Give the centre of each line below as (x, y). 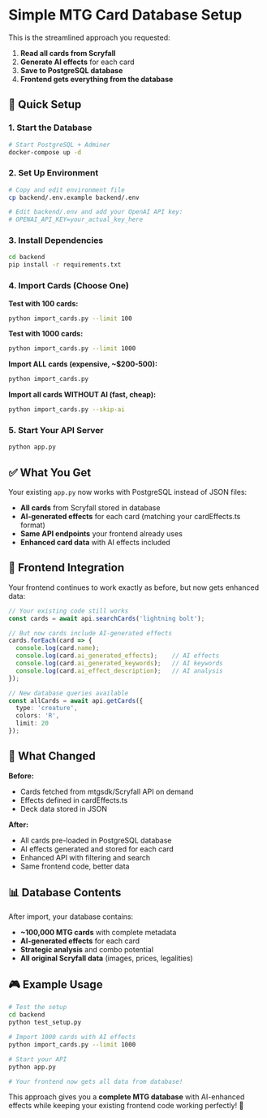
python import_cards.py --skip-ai (67, 409)
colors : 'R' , (38, 716)
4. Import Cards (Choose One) (69, 286)
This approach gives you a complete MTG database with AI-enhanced (127, 1097)
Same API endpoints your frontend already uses (101, 533)
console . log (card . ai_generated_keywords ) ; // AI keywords (119, 664)
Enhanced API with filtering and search (85, 857)
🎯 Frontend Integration (66, 568)
